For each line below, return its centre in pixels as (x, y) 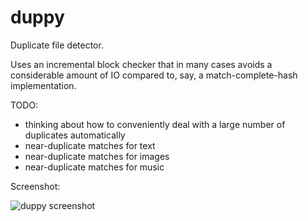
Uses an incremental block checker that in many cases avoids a (141, 64)
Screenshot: (35, 186)
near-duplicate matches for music (94, 167)
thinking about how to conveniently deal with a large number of (155, 124)
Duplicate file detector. (57, 45)
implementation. (43, 85)
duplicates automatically (75, 135)
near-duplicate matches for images (97, 156)
